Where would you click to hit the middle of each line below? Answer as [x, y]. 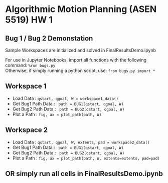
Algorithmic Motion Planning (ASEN [81, 9]
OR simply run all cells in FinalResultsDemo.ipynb [84, 174]
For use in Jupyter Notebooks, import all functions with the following [76, 60]
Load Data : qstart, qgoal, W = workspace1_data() [65, 98]
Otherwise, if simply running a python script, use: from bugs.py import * [80, 70]
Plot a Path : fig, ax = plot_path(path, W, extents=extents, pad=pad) [86, 158]
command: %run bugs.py [30, 65]
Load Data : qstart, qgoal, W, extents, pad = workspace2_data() [81, 142]
